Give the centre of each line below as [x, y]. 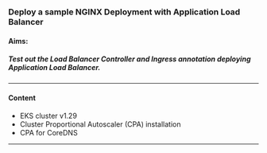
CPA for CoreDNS [48, 132]
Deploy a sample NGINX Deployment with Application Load [124, 12]
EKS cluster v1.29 [48, 116]
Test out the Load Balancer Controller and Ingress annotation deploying [130, 59]
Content [22, 98]
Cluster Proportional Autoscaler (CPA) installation [100, 124]
